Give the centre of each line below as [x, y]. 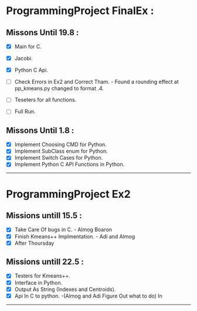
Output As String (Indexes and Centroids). [65, 289]
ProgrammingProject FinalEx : [80, 11]
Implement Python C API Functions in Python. [69, 164]
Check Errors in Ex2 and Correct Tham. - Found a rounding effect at [96, 82]
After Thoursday [34, 243]
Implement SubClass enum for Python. [61, 151]
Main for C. [28, 46]
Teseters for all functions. [45, 100]
